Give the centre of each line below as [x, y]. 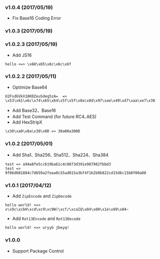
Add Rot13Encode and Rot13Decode [46, 218]
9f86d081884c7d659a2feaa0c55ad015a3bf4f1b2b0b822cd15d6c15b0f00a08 [76, 173]
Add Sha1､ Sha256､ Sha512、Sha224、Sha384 [60, 155]
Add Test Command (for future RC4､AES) [54, 116]
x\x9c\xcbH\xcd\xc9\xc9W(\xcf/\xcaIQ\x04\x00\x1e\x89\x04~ [67, 210]
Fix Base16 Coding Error [37, 18]
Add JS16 [22, 55]
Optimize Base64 [30, 87]
